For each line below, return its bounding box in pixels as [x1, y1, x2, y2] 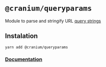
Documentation [5, 56, 43, 63]
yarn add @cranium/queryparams [5, 45, 68, 50]
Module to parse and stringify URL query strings [5, 18, 101, 24]
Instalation [5, 32, 38, 40]
